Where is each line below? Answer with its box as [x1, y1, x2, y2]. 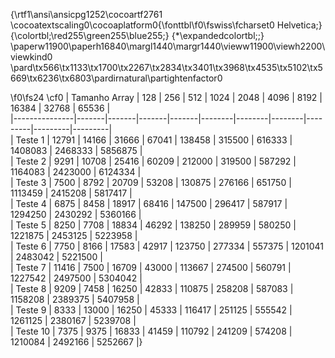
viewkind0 [10, 51, 53, 63]
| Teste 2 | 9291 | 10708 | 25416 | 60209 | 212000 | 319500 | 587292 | [10, 155, 297, 167]
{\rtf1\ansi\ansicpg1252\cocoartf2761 [10, 9, 163, 20]
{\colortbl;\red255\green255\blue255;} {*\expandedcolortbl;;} [10, 30, 265, 41]
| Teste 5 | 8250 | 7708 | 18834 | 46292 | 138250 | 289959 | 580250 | [10, 219, 297, 231]
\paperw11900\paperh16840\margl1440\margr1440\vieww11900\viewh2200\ [10, 40, 326, 52]
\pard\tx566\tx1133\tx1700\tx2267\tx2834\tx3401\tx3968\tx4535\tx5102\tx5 [10, 62, 323, 73]
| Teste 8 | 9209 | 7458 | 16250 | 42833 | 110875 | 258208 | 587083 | [10, 283, 294, 294]
